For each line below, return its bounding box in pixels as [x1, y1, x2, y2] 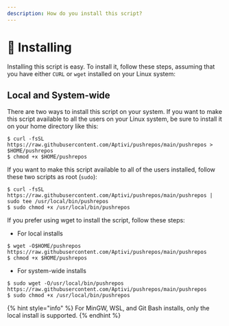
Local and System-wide [7, 89, 111, 101]
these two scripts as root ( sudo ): [7, 173, 97, 181]
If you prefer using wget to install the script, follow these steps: [7, 216, 185, 224]
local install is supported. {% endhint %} [7, 312, 121, 320]
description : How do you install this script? [7, 10, 143, 17]
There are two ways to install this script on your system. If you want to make [7, 108, 223, 116]
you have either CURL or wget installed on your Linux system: [7, 69, 176, 78]
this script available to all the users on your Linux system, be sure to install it [7, 115, 223, 124]
